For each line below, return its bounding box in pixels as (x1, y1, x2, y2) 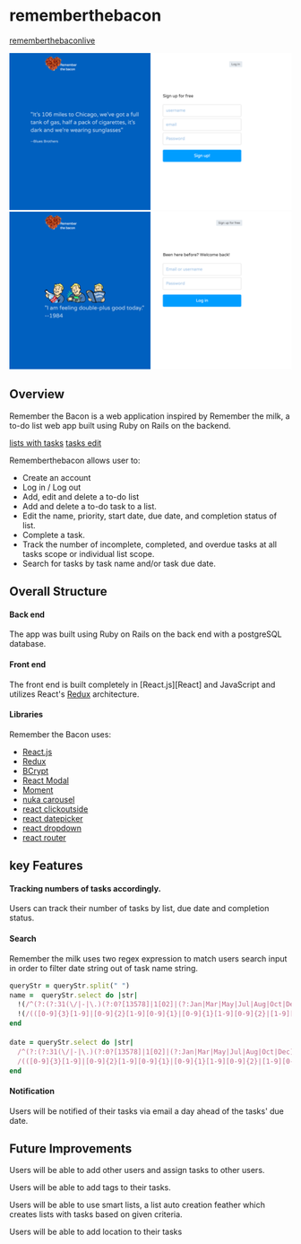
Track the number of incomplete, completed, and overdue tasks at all (21, 539, 278, 550)
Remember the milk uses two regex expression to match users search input (9, 953, 288, 964)
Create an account (21, 472, 91, 483)
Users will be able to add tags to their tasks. (9, 1182, 172, 1193)
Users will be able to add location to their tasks (9, 1226, 183, 1238)
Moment (21, 784, 54, 795)
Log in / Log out (21, 482, 82, 492)
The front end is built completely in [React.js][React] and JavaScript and (9, 679, 276, 690)
